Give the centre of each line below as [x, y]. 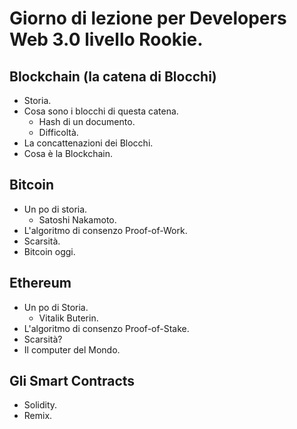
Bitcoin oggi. [49, 251]
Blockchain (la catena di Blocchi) [113, 76]
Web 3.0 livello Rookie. [106, 39]
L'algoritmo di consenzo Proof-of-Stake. [106, 328]
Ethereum [40, 283]
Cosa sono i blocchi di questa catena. [101, 111]
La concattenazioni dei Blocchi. [88, 143]
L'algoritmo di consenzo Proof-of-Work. [105, 230]
